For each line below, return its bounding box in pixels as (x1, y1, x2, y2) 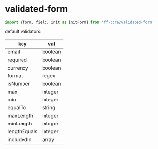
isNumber (7, 80, 30, 87)
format (7, 72, 23, 79)
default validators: (5, 28, 42, 34)
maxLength (7, 112, 34, 119)
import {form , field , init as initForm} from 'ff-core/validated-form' (5, 20, 154, 25)
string (42, 104, 56, 111)
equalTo (7, 104, 26, 111)
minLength (7, 120, 32, 127)
